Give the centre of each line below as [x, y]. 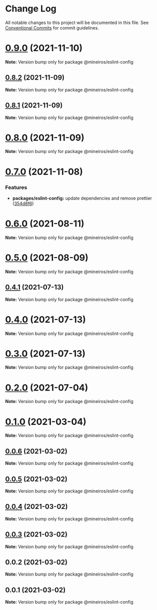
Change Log [31, 9]
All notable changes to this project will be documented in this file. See [77, 22]
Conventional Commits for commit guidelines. [52, 27]
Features [16, 187]
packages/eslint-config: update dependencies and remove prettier [82, 198]
